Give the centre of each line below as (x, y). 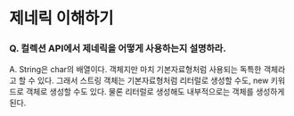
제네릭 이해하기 (61, 18)
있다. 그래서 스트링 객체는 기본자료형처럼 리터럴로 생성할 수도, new (153, 80)
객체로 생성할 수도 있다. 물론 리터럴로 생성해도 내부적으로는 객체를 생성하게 (155, 92)
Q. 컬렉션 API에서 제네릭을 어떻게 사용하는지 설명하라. (118, 48)
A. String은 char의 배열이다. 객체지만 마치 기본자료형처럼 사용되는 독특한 (135, 70)
